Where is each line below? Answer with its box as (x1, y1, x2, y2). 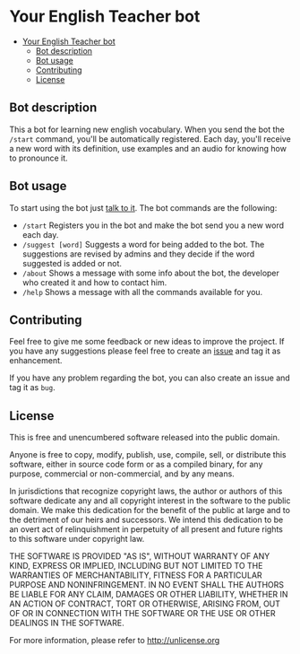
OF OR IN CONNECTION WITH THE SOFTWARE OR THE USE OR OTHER (9, 608, 276, 619)
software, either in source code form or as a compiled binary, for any (9, 459, 263, 470)
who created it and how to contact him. (21, 276, 167, 288)
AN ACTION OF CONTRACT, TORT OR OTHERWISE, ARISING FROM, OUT (9, 598, 280, 609)
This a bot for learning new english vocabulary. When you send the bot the (9, 124, 285, 135)
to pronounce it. (9, 153, 69, 163)
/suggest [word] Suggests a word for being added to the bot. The (21, 239, 265, 249)
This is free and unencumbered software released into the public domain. (9, 432, 280, 443)
